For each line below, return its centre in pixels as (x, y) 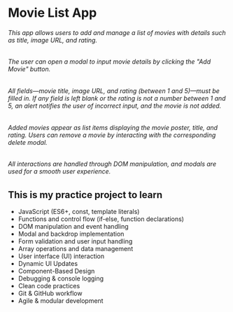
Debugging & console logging (61, 278)
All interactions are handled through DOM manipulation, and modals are (112, 164)
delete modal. (28, 142)
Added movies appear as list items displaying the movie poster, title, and (113, 127)
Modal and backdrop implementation (71, 234)
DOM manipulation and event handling (73, 227)
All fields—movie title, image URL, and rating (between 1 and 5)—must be (114, 91)
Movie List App (52, 13)
